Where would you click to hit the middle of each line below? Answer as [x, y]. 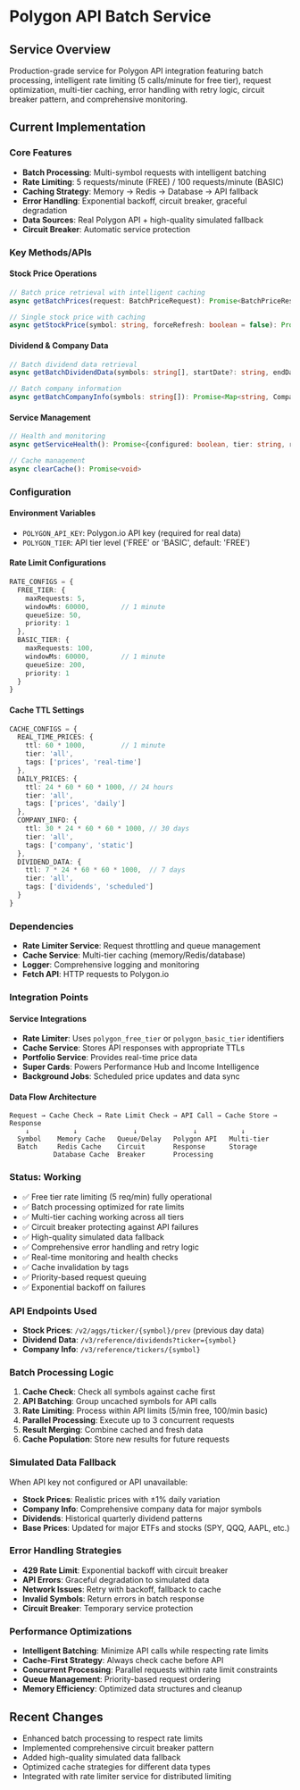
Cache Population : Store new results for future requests [126, 1439]
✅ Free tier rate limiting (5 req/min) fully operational [117, 1196]
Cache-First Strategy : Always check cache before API [123, 1660]
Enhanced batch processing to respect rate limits [112, 1738]
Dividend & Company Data [59, 345]
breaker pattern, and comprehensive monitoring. [99, 99]
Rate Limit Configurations [58, 563]
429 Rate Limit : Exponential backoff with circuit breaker [125, 1570]
